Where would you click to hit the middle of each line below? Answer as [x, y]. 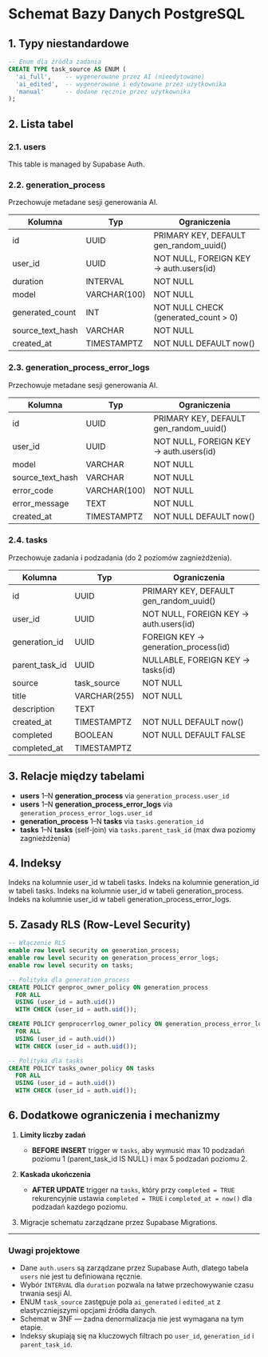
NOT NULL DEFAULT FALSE [194, 735]
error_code [33, 490]
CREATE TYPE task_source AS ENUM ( [67, 69]
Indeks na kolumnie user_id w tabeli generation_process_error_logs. [120, 899]
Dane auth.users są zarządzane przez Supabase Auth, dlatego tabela [134, 1268]
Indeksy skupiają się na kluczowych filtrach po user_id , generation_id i [137, 1336]
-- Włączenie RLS [37, 943]
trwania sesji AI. [46, 1294]
